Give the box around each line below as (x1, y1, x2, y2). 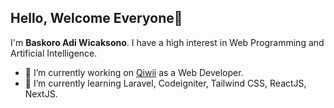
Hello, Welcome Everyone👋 (10, 10, 183, 27)
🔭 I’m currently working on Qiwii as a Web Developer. (24, 66, 244, 78)
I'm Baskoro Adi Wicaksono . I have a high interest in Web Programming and (10, 36, 325, 48)
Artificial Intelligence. (10, 47, 98, 59)
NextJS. (24, 87, 58, 100)
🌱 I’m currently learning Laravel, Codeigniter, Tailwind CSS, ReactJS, (24, 77, 307, 89)
